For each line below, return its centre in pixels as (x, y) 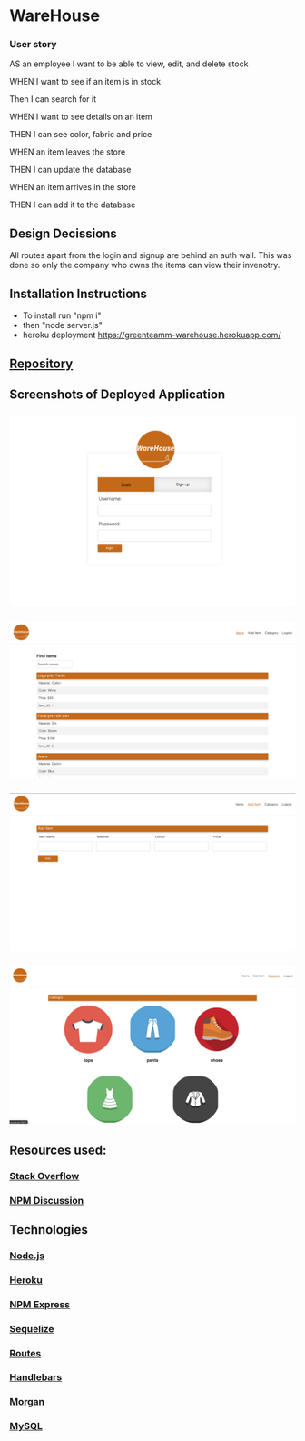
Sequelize (32, 1328)
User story (33, 45)
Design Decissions (64, 233)
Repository (41, 363)
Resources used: (58, 1150)
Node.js (27, 1256)
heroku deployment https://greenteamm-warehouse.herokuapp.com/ (152, 335)
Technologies (49, 1230)
